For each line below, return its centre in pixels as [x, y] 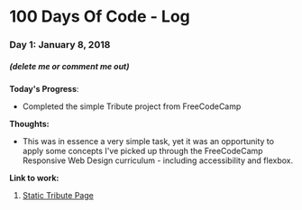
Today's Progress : [44, 89]
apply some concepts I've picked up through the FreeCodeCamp [142, 151]
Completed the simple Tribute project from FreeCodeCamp [132, 106]
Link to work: [34, 178]
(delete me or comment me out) [69, 66]
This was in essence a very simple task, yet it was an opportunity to [148, 142]
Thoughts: [29, 124]
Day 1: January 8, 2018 [60, 45]
